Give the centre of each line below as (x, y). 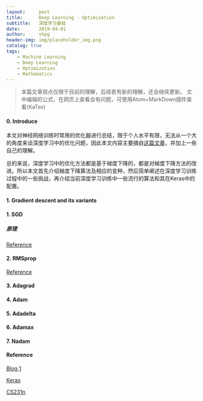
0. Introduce (22, 121)
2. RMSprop (21, 259)
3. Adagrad (21, 286)
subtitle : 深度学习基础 (36, 23)
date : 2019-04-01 (36, 29)
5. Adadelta (21, 313)
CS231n (16, 392)
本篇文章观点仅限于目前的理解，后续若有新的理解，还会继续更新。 (103, 92)
